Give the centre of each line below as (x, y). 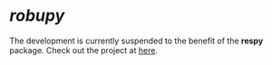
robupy (37, 16)
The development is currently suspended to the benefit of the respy (136, 41)
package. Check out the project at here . (84, 50)
